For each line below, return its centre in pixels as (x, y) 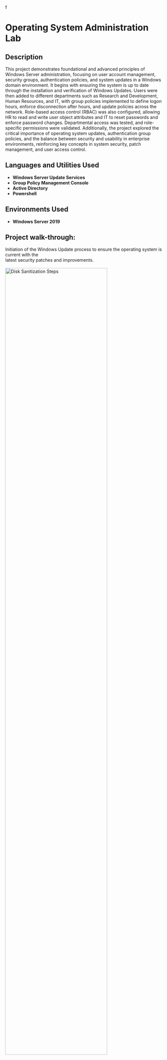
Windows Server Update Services (49, 177)
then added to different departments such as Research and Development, (81, 96)
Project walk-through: (40, 237)
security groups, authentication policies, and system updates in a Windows (83, 80)
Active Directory (30, 188)
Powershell (24, 193)
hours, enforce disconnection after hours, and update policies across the (81, 106)
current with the (22, 255)
